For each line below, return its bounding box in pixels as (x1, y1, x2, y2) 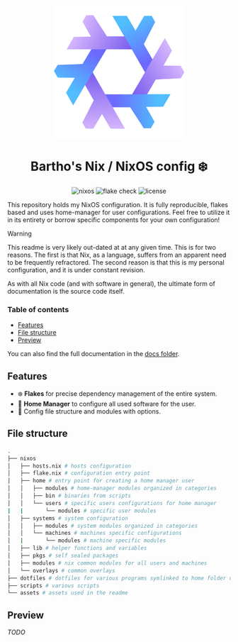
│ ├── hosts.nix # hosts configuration (7, 463, 132, 470)
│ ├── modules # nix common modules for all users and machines (7, 559, 208, 567)
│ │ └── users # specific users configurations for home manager (7, 499, 217, 507)
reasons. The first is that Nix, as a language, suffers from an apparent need (7, 250, 227, 259)
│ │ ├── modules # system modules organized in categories (7, 522, 198, 529)
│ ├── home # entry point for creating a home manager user (7, 477, 195, 485)
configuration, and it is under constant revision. (7, 265, 145, 274)
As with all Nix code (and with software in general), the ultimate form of (7, 279, 216, 288)
